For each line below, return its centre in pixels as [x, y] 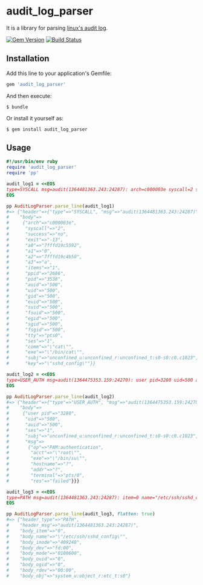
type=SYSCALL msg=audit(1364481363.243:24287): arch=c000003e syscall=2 [100, 189]
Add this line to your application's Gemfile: [59, 73]
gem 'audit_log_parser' [36, 84]
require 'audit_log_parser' [42, 168]
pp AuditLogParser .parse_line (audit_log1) [60, 206]
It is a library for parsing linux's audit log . [57, 28]
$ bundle [17, 107]
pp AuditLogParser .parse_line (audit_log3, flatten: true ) [81, 514]
